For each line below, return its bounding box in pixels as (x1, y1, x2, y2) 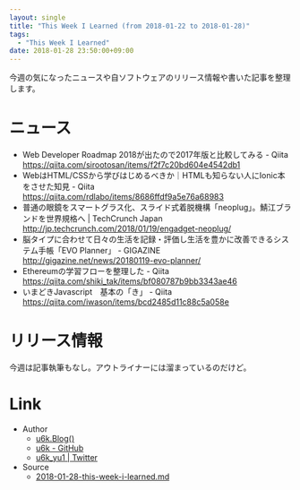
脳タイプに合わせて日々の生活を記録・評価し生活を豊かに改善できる (21, 234, 274, 245)
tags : (9, 30, 30, 39)
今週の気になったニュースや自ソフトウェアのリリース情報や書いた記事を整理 (9, 73, 291, 83)
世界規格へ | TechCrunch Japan (46, 213, 163, 224)
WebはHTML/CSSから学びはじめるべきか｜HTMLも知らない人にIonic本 (21, 170, 286, 181)
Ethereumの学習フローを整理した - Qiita (21, 266, 170, 277)
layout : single (9, 13, 66, 22)
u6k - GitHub (35, 443, 84, 453)
